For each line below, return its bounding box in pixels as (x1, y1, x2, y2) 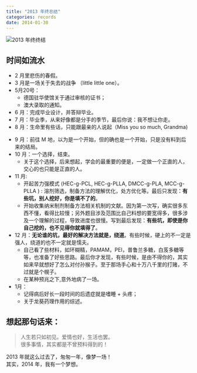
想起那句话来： (6, 317, 60, 327)
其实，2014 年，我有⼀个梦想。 (6, 361, 81, 368)
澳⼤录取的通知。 (23, 101, 65, 109)
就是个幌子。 (28, 268, 60, 275)
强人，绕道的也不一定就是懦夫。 (14, 239, 92, 246)
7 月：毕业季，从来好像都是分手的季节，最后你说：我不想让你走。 (14, 116, 174, 124)
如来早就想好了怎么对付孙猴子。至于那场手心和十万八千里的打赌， (23, 261, 183, 268)
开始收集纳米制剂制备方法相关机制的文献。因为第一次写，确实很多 (23, 202, 183, 209)
